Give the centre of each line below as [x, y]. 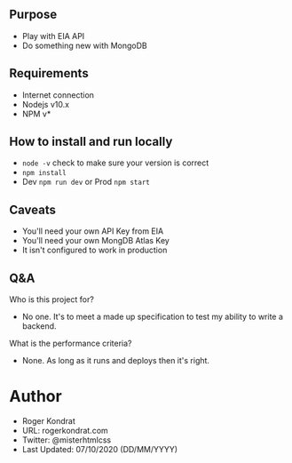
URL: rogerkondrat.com [65, 431]
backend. [39, 326]
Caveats [32, 209]
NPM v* [36, 114]
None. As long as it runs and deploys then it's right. [116, 361]
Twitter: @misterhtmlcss [67, 440]
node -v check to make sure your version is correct [115, 163]
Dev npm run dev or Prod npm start [86, 182]
